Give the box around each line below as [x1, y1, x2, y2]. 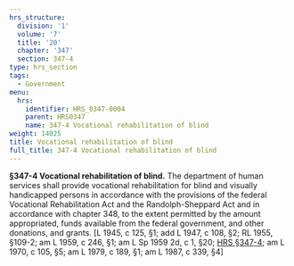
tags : [9, 71, 29, 80]
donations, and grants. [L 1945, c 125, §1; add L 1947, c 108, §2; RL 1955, [9, 227, 274, 237]
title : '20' [17, 37, 62, 47]
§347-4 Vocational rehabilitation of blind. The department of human [9, 170, 265, 181]
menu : [9, 87, 29, 96]
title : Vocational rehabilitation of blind [9, 137, 174, 146]
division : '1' [17, 21, 69, 30]
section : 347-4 [17, 54, 74, 63]
